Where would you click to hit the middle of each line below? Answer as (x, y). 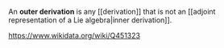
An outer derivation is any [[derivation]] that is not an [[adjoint (112, 12)
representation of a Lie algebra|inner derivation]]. (90, 20)
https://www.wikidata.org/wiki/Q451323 (75, 36)
